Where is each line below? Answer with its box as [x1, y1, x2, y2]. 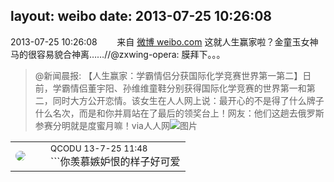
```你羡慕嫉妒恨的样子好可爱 [50, 154, 181, 168]
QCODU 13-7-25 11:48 [50, 142, 148, 154]
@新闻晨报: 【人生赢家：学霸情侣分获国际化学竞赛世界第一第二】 [34, 69, 303, 81]
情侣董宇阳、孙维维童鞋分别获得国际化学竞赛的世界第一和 [69, 82, 307, 94]
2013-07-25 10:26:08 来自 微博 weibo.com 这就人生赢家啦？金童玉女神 [10, 35, 319, 48]
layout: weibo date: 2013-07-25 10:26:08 [10, 8, 273, 25]
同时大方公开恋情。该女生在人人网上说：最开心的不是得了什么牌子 [52, 94, 325, 106]
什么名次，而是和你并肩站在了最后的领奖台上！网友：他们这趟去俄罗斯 [34, 107, 325, 119]
